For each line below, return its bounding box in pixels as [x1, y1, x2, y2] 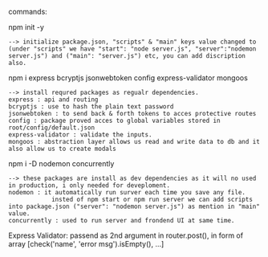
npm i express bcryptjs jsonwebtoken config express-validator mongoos [8, 73, 249, 83]
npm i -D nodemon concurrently [8, 159, 115, 168]
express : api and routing [8, 96, 99, 104]
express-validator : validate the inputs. [8, 131, 152, 139]
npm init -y [8, 22, 44, 31]
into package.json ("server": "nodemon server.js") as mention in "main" [8, 202, 261, 210]
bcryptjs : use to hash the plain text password [8, 103, 174, 111]
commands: [8, 7, 48, 16]
